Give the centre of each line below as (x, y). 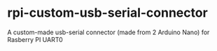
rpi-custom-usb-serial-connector (107, 13)
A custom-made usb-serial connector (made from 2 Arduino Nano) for (108, 32)
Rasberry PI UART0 (35, 39)
